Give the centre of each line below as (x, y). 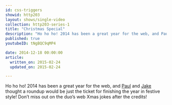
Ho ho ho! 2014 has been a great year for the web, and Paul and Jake (79, 86)
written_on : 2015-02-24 (35, 62)
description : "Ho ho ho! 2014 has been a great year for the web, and (82, 34)
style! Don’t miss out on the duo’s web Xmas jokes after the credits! (76, 97)
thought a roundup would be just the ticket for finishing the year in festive (83, 91)
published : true (23, 39)
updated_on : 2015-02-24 (35, 67)
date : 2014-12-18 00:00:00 (34, 52)
